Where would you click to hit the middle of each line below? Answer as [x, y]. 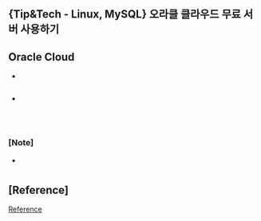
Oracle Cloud [42, 57]
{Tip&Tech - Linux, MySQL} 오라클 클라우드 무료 [125, 14]
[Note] [21, 143]
